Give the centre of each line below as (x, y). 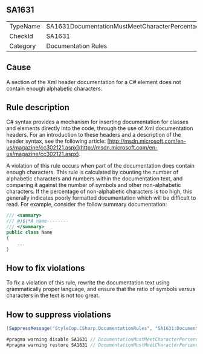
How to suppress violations (59, 314)
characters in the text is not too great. (53, 295)
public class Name (29, 232)
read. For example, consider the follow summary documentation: (87, 205)
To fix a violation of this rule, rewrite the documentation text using (88, 283)
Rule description (38, 107)
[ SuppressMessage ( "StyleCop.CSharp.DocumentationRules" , (79, 329)
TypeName (25, 26)
